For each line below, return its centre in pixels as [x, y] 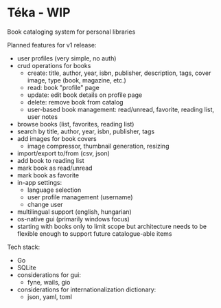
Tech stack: [23, 247]
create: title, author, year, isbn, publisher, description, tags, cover [119, 73]
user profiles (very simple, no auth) [67, 58]
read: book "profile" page [63, 87]
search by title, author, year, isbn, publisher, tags [86, 131]
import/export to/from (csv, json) [63, 153]
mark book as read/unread [55, 168]
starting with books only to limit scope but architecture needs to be [112, 226]
